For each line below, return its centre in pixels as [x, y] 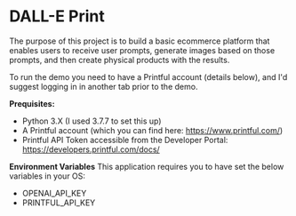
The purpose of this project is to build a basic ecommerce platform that [140, 41]
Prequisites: [32, 103]
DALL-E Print [57, 16]
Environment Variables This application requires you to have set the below [147, 166]
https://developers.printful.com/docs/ [91, 149]
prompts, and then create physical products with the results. [120, 60]
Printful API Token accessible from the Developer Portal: [125, 140]
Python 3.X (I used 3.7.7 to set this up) [92, 121]
